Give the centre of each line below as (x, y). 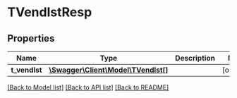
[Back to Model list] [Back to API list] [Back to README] (88, 87)
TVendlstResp (50, 12)
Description (195, 58)
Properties (31, 38)
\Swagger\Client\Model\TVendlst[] (109, 70)
